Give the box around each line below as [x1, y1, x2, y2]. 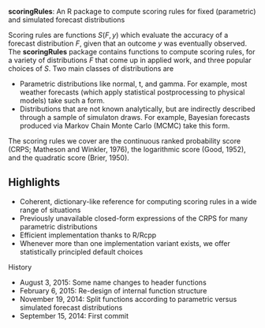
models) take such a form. [19, 96, 105, 105]
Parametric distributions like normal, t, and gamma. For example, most [19, 79, 248, 88]
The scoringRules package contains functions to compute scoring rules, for [8, 47, 256, 56]
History [8, 262, 32, 271]
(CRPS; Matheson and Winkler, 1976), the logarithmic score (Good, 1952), [8, 145, 246, 154]
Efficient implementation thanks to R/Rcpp [19, 230, 157, 240]
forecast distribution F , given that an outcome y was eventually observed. [8, 39, 247, 48]
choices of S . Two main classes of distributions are [8, 64, 174, 73]
